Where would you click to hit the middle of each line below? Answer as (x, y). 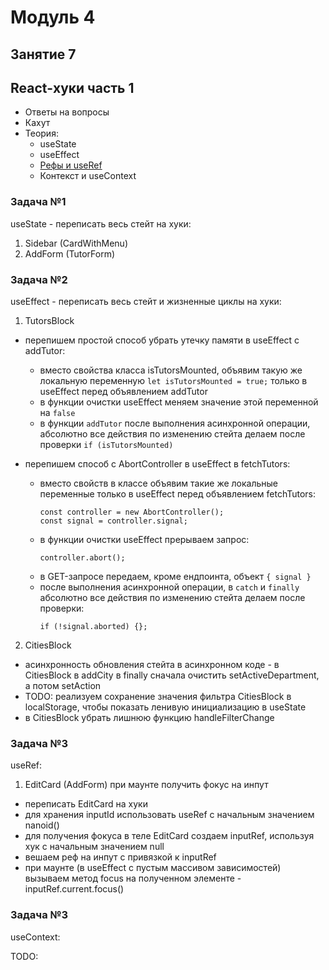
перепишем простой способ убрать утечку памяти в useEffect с (162, 340)
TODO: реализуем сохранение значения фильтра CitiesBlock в (158, 696)
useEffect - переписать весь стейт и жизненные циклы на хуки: (146, 301)
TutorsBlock (49, 320)
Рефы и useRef (71, 165)
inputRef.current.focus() (74, 889)
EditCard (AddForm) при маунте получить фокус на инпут (146, 785)
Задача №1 (38, 202)
